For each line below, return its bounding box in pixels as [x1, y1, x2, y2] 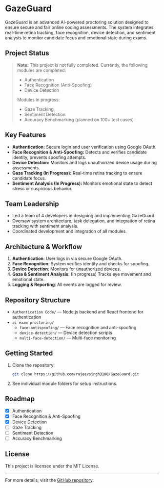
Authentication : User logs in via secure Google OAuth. [12, 256, 123, 261]
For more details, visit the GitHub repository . [5, 477, 94, 483]
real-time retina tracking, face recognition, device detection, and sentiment [5, 29, 156, 35]
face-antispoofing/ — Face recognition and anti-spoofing [19, 325, 137, 330]
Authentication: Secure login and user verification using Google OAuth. [12, 144, 157, 150]
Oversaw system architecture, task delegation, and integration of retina [12, 218, 155, 224]
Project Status [5, 49, 50, 57]
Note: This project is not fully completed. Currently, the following [17, 62, 148, 68]
